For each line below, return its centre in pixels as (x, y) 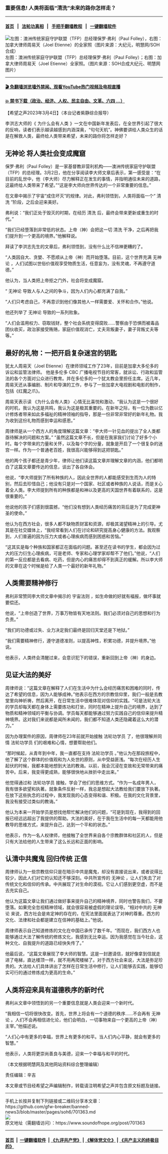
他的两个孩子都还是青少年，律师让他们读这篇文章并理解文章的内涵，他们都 (82, 460)
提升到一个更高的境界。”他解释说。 (44, 236)
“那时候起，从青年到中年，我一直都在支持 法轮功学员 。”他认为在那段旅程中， (84, 753)
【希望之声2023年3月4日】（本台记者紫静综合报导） (58, 113)
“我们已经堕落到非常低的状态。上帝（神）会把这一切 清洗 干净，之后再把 (80, 230)
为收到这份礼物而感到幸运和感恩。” (40, 420)
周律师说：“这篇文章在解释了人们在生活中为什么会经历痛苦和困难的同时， (81, 688)
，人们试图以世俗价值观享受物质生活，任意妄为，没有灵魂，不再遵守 (81, 264)
